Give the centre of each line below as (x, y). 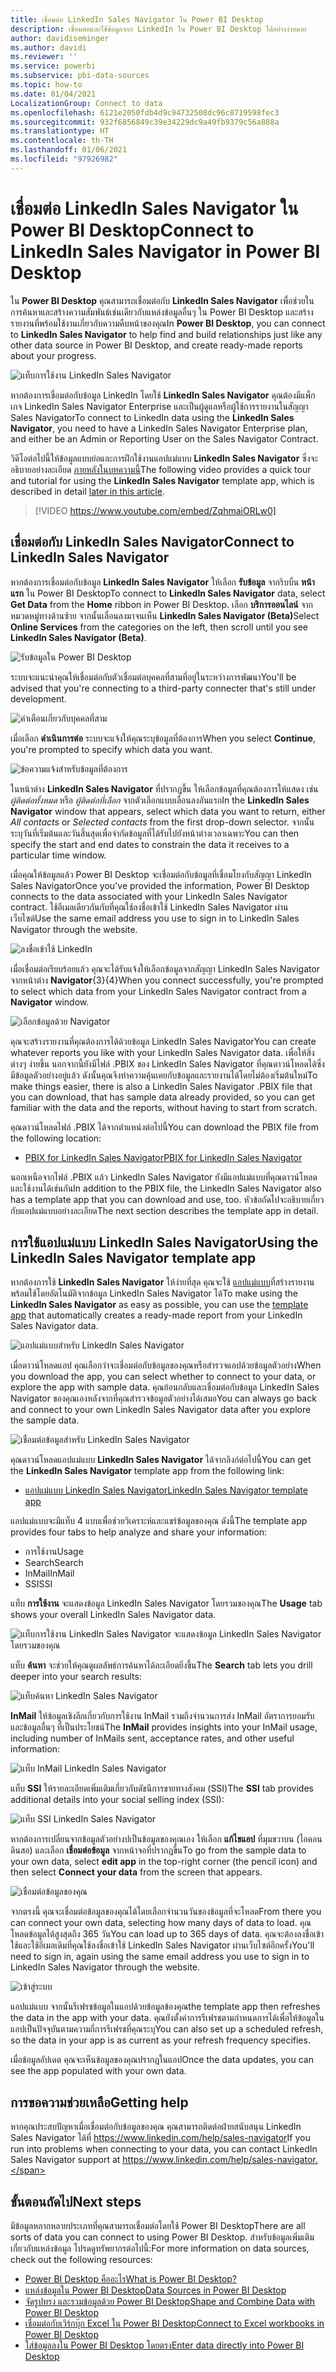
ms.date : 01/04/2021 (53, 94)
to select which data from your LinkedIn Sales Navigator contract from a (158, 991)
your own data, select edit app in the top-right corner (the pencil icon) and (164, 1862)
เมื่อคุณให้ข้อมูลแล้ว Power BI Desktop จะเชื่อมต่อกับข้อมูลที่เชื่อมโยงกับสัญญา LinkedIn (161, 874)
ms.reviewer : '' (44, 57)
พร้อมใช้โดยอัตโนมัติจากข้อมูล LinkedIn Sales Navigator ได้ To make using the (154, 1293)
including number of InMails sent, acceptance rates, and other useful (152, 1738)
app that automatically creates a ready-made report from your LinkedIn (156, 1315)
